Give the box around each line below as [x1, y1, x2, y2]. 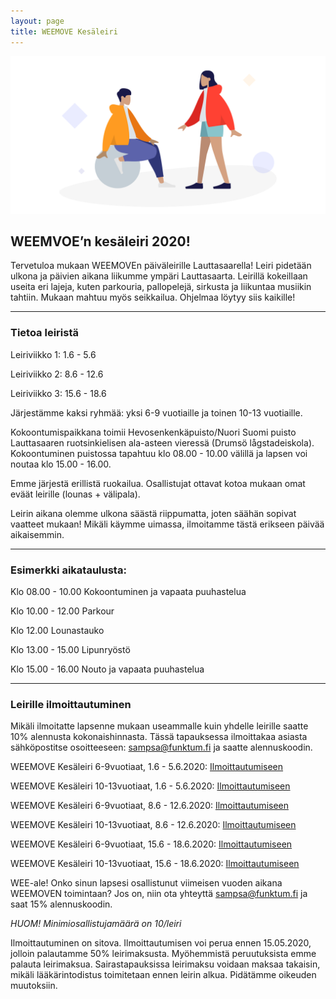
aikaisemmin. [10, 528, 65, 540]
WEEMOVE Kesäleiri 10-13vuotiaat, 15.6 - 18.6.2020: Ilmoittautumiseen [10, 858, 300, 870]
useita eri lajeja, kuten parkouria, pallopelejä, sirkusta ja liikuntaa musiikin [10, 281, 312, 293]
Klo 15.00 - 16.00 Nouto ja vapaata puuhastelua [10, 663, 205, 675]
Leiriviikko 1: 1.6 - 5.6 [10, 348, 97, 360]
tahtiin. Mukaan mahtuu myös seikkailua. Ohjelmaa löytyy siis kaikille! [10, 291, 296, 304]
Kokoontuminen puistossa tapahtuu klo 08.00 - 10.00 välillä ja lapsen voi [10, 447, 308, 459]
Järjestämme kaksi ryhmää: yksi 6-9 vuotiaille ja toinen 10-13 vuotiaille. [10, 406, 303, 419]
